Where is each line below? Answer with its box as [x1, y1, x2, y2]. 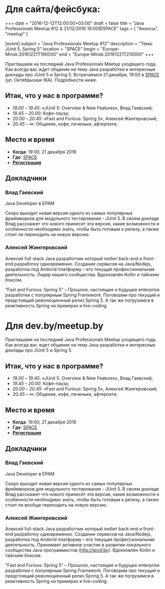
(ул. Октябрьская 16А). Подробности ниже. [5, 77, 97, 83]
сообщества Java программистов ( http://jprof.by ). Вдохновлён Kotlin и [5, 547, 155, 553]
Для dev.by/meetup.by [5, 320, 103, 331]
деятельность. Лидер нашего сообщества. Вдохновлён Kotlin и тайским [5, 271, 159, 277]
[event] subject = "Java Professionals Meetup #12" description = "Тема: [5, 40, 153, 46]
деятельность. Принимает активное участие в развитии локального [5, 542, 151, 548]
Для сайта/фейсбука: [5, 4, 100, 15]
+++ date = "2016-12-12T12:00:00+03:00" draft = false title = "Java [5, 20, 144, 26]
